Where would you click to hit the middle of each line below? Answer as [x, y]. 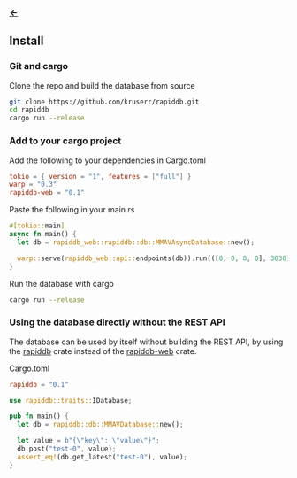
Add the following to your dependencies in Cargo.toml [107, 160]
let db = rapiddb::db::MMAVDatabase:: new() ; [100, 425]
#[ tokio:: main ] [37, 226]
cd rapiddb [29, 110]
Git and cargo [39, 66]
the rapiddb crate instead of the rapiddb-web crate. [103, 351]
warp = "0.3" [33, 185]
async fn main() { [43, 235]
